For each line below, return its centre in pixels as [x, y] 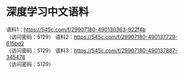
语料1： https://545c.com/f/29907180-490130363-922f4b [76, 29]
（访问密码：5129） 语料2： [40, 36]
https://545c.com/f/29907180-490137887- [126, 50]
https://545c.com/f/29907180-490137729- [126, 36]
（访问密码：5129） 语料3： [40, 50]
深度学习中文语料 [48, 12]
